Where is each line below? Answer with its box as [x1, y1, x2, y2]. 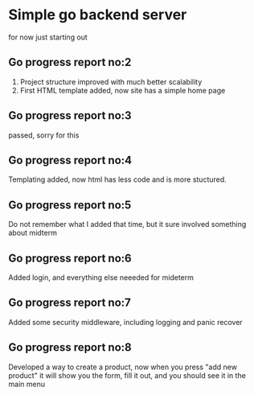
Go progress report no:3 [8, 109, 132, 122]
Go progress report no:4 [8, 153, 133, 167]
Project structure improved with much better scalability [19, 76, 203, 86]
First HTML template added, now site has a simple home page [19, 85, 226, 95]
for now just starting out [8, 32, 88, 42]
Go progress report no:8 [8, 340, 133, 355]
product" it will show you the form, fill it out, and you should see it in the [8, 370, 247, 380]
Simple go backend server [8, 6, 187, 24]
